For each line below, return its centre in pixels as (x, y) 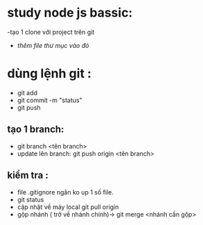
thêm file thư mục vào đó (53, 45)
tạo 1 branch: (36, 130)
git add (27, 92)
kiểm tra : (28, 175)
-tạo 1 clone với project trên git (51, 32)
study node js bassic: (70, 13)
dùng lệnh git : (50, 74)
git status (30, 199)
